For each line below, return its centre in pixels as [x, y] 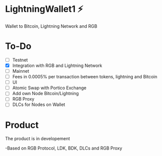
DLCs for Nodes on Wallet [39, 104]
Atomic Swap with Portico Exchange [49, 88]
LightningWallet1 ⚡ [44, 9]
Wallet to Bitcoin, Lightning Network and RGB [51, 26]
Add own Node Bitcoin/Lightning [46, 94]
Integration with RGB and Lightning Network [57, 65]
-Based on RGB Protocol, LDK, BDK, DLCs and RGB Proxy [64, 148]
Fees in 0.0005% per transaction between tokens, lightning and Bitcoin [85, 77]
